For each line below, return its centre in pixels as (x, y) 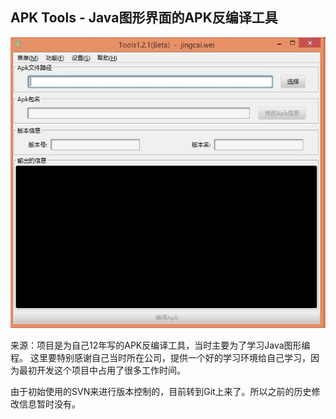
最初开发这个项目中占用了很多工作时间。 (102, 370)
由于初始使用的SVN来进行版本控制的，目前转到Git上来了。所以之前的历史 (161, 392)
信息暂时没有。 (49, 404)
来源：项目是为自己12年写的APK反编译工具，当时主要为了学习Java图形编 (160, 345)
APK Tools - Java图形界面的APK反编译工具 (144, 18)
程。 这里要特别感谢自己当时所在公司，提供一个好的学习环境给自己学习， (160, 358)
